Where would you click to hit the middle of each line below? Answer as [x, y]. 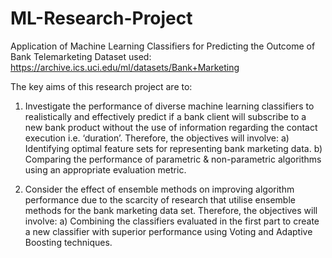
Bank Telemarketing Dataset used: [81, 56]
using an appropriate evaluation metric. [105, 169]
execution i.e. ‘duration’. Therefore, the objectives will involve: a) [157, 138]
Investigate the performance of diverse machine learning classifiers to [169, 106]
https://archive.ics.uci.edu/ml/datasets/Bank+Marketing [125, 67]
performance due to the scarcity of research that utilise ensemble [160, 199]
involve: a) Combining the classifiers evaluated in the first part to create [172, 221]
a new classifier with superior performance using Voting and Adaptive [168, 231]
